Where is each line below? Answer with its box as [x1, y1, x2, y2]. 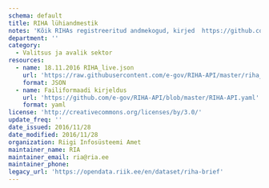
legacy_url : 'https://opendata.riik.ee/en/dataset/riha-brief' [8, 168, 224, 176]
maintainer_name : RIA [8, 146, 81, 154]
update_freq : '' [8, 116, 62, 124]
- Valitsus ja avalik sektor [15, 49, 113, 57]
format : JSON [22, 78, 66, 86]
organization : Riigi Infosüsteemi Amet [8, 138, 142, 146]
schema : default [8, 11, 62, 20]
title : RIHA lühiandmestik [8, 19, 98, 27]
